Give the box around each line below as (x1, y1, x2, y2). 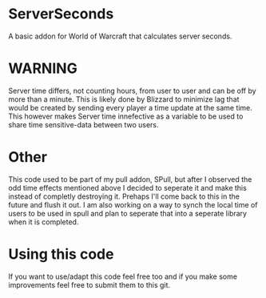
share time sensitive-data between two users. (8, 119, 159, 129)
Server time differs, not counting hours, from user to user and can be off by (8, 86, 257, 95)
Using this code (8, 245, 114, 263)
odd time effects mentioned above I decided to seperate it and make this (8, 183, 248, 192)
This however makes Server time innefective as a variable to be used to (8, 111, 244, 121)
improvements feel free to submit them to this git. (8, 280, 170, 289)
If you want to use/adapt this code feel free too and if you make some (8, 272, 238, 281)
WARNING (8, 59, 77, 78)
